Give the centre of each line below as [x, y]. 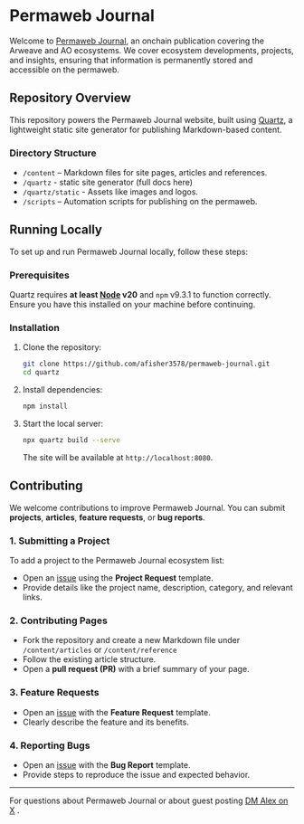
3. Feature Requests [54, 693]
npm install [45, 407]
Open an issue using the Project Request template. [118, 578]
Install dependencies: [62, 390]
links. [32, 597]
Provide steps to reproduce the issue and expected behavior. [136, 774]
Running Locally [56, 230]
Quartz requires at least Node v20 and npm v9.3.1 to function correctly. [140, 295]
